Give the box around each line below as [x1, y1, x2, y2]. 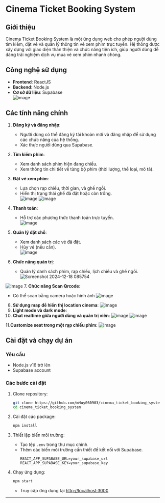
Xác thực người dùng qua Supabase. [20, 141, 94, 148]
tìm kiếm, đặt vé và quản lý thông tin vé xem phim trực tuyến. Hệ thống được [5, 41, 160, 47]
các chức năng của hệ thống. [20, 137, 79, 142]
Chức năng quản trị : [12, 259, 54, 265]
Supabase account [12, 367, 51, 373]
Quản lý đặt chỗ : [12, 229, 47, 235]
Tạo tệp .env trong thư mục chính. [20, 442, 89, 447]
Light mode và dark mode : [12, 307, 67, 313]
